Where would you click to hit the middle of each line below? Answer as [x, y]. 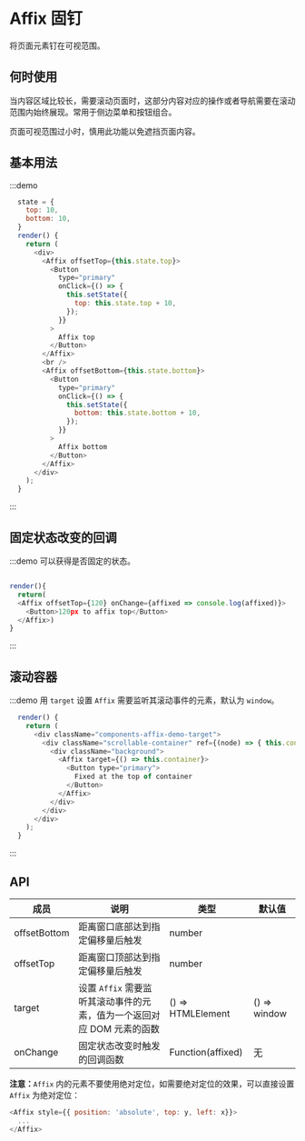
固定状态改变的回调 [63, 537]
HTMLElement [200, 1013]
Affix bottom [82, 446]
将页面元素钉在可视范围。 [57, 45]
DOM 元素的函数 [125, 1029]
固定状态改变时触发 [119, 1046]
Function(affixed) [206, 1052]
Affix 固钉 [46, 19]
